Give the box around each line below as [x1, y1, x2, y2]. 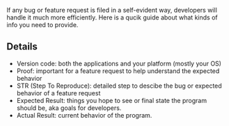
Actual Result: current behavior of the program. [16, 111, 152, 119]
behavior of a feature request [16, 88, 101, 97]
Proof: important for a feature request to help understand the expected [16, 66, 220, 75]
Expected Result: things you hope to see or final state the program [16, 96, 207, 104]
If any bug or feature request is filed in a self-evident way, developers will [6, 6, 217, 14]
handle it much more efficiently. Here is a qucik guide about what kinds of [6, 13, 218, 22]
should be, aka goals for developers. [16, 104, 122, 112]
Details [6, 41, 38, 53]
